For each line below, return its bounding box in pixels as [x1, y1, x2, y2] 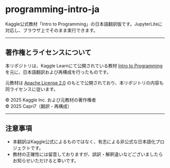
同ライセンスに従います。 [5, 86, 58, 92]
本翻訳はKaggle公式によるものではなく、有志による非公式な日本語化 [12, 138, 156, 145]
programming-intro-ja [5, 4, 100, 15]
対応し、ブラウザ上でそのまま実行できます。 [5, 27, 98, 33]
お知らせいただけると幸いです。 [12, 157, 79, 163]
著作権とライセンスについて [5, 48, 92, 57]
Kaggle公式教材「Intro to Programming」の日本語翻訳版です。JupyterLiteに [5, 21, 163, 27]
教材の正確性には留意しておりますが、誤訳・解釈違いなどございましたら [12, 151, 163, 157]
